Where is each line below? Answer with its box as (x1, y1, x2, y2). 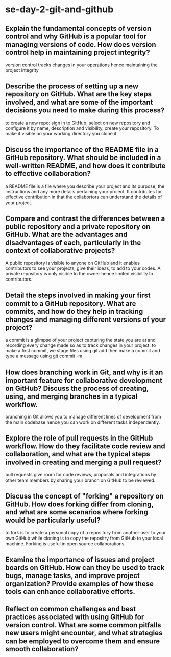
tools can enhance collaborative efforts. (5, 587, 135, 596)
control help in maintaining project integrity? (5, 48, 150, 57)
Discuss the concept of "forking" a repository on (5, 492, 164, 501)
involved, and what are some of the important (5, 98, 153, 107)
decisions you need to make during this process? (5, 106, 165, 115)
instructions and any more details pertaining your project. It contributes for (5, 188, 162, 194)
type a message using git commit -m (5, 353, 83, 360)
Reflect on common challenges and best (5, 605, 136, 613)
